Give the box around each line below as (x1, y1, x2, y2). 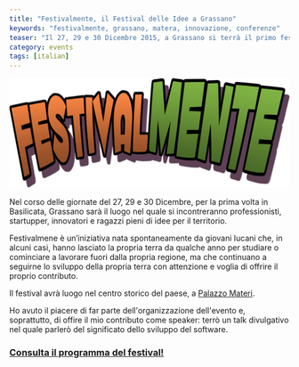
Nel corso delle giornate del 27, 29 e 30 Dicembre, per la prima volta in (9, 197, 269, 208)
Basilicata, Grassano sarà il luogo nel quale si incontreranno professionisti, (9, 206, 282, 217)
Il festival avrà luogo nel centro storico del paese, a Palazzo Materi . (9, 288, 255, 298)
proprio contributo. (9, 271, 78, 281)
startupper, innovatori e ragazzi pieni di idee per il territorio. (9, 216, 228, 226)
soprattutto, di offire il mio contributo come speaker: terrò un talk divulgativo (9, 314, 289, 325)
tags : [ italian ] (9, 52, 69, 61)
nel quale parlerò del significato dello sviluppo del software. (9, 324, 229, 335)
